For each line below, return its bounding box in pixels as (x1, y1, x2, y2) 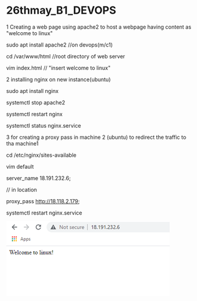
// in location (6, 186, 38, 193)
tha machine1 (6, 139, 39, 147)
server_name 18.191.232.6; (6, 174, 71, 182)
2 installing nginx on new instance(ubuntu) (6, 76, 111, 83)
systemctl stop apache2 (6, 99, 66, 106)
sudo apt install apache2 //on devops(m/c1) (6, 41, 113, 48)
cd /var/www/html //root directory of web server (6, 52, 125, 60)
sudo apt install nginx (6, 87, 59, 94)
